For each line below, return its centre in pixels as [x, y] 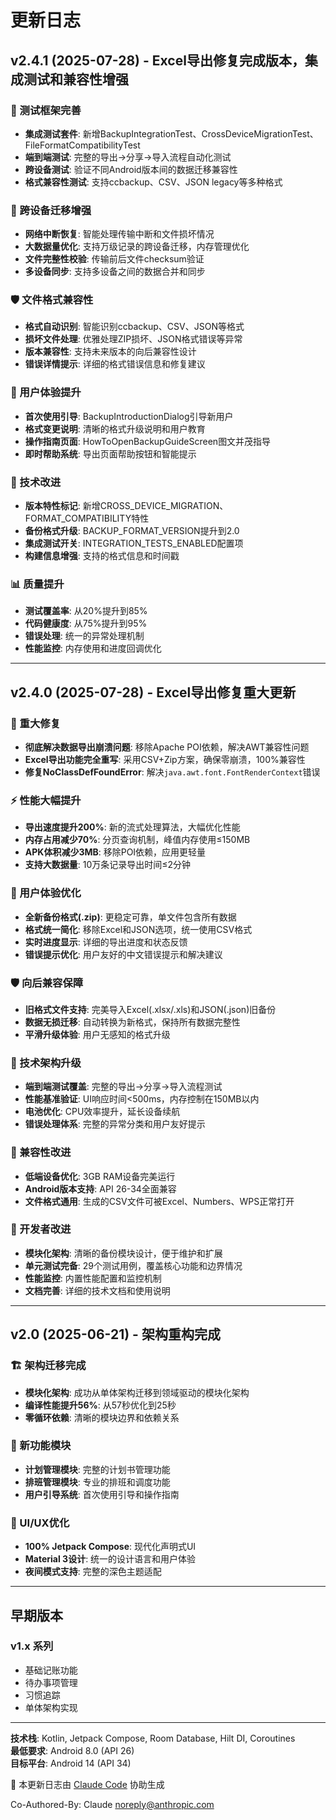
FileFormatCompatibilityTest [82, 145]
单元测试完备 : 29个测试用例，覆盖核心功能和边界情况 [133, 1265]
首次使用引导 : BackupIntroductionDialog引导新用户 [129, 416]
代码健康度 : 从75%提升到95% [86, 623]
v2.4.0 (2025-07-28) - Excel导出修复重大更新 [153, 692]
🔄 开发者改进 [41, 1229]
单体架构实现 [51, 1707]
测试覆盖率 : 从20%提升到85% [86, 611]
